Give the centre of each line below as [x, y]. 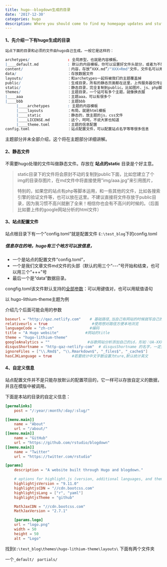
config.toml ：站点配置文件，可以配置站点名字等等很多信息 [77, 129]
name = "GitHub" [31, 438]
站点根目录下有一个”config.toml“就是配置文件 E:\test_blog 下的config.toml [81, 233]
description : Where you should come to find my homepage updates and [79, 24]
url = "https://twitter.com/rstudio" [53, 457]
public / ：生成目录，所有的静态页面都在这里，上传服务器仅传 [83, 83]
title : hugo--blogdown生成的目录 [38, 10]
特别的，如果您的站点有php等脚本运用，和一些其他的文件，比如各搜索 [89, 191]
